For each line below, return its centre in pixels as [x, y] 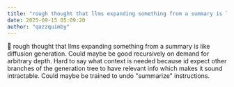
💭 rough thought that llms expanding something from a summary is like [109, 47]
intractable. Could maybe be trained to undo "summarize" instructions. [109, 76]
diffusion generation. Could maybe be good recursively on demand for [108, 54]
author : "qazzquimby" [39, 26]
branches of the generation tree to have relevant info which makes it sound [115, 69]
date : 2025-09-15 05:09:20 [46, 20]
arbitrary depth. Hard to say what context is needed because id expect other [117, 61]
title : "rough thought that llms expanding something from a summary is [115, 14]
